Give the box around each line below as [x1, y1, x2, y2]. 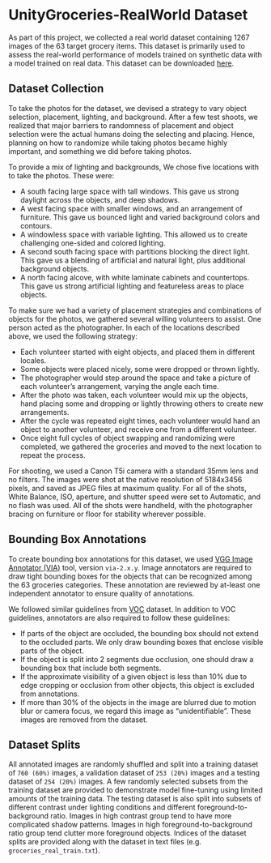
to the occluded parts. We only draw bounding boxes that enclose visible [19, 637, 264, 647]
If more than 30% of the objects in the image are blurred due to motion [19, 697, 256, 707]
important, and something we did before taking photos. [8, 146, 193, 156]
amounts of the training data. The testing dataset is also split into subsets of [8, 794, 261, 804]
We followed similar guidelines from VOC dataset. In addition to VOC [8, 604, 236, 613]
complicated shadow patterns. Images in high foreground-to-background [8, 820, 252, 830]
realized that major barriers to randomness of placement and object [8, 120, 235, 130]
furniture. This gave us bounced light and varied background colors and [19, 212, 260, 222]
